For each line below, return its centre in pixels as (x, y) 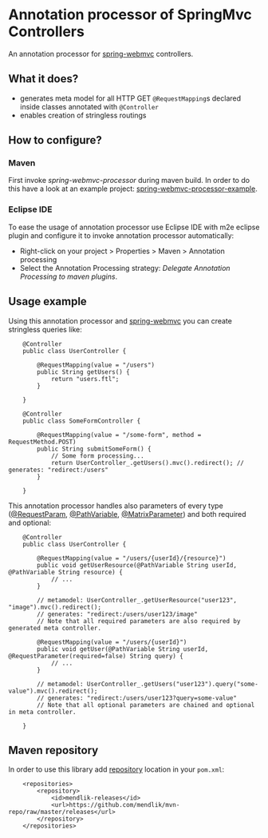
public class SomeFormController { (82, 421)
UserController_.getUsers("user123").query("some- (173, 684)
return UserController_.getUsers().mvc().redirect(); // (148, 463)
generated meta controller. (55, 628)
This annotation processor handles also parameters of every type (116, 506)
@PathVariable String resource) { (66, 572)
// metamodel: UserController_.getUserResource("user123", (137, 600)
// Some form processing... (98, 456)
